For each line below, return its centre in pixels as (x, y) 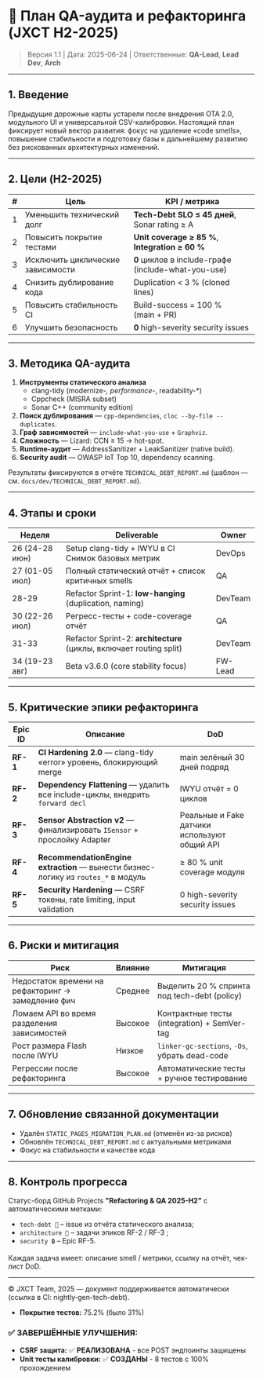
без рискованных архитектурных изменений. (84, 147)
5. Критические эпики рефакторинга (103, 707)
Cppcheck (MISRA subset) (74, 399)
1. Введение (38, 95)
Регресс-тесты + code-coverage (128, 616)
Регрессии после (45, 1068)
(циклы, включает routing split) (124, 648)
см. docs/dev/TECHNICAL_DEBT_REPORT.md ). (75, 481)
